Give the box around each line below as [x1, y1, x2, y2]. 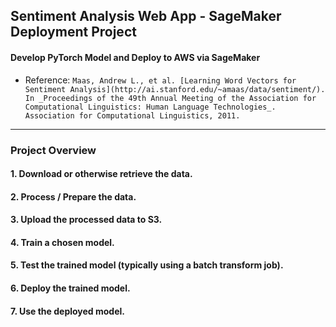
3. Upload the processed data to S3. [10, 214, 163, 226]
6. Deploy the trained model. [10, 282, 131, 294]
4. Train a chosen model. [10, 236, 115, 248]
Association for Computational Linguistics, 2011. [24, 110, 241, 121]
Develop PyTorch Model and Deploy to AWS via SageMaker [10, 51, 261, 63]
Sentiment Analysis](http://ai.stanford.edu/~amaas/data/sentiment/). [24, 84, 326, 94]
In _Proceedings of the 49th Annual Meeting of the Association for [24, 93, 317, 103]
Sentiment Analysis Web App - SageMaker [10, 8, 282, 25]
